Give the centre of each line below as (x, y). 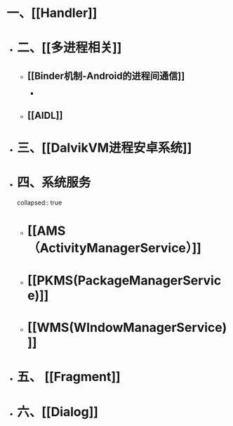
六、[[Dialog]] (58, 412)
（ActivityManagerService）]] (114, 248)
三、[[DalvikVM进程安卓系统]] (104, 148)
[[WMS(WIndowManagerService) (127, 328)
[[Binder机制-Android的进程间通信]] (106, 76)
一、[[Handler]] (52, 13)
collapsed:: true (39, 202)
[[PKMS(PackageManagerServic (124, 281)
